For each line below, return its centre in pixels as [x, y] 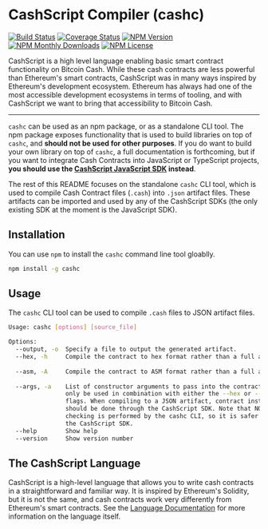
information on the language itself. [65, 516]
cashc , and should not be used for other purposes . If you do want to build [130, 143]
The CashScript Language [75, 463]
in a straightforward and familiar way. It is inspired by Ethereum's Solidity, [129, 491]
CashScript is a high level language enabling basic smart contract [116, 61]
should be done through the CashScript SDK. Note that [158, 409]
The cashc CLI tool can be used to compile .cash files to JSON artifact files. [132, 312]
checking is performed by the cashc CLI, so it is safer [162, 416]
